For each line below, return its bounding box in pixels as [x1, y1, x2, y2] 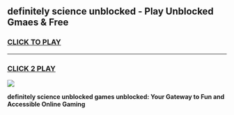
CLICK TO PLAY [7, 38, 61, 47]
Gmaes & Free [7, 17, 69, 29]
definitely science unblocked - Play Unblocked [7, 6, 214, 17]
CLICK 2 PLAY [7, 63, 56, 73]
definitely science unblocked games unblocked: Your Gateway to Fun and [7, 92, 225, 100]
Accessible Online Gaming [7, 100, 86, 108]
